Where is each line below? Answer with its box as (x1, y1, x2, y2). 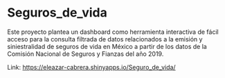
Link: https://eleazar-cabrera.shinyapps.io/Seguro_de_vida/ (7, 63, 176, 71)
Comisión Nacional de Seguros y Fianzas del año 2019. (7, 50, 164, 58)
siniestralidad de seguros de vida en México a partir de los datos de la (7, 42, 208, 50)
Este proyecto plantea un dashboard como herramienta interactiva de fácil (7, 28, 219, 36)
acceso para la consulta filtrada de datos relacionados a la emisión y (7, 35, 203, 43)
